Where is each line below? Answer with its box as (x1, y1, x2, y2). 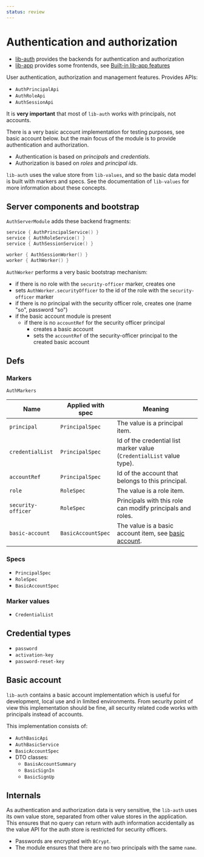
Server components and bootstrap (6, 201, 140, 212)
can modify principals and (117, 504, 191, 512)
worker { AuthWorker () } (6, 257, 69, 263)
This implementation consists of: (6, 722, 88, 729)
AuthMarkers (6, 388, 36, 394)
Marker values (6, 597, 50, 605)
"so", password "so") (15, 306, 68, 313)
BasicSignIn (24, 767, 55, 774)
